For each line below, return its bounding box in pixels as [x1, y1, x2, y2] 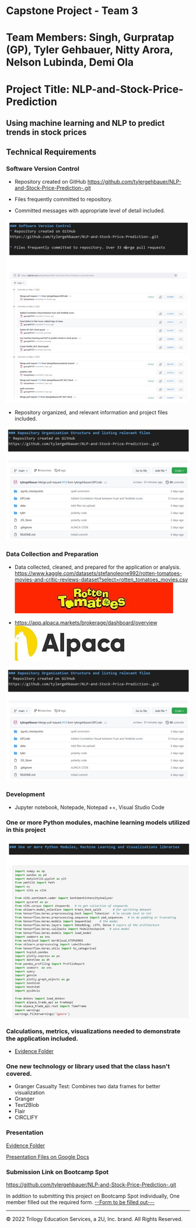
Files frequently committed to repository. [14, 195, 113, 202]
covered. [6, 1069, 32, 1078]
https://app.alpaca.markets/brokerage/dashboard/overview [14, 619, 157, 626]
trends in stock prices [6, 127, 87, 137]
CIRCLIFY [14, 1114, 38, 1121]
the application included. [6, 1034, 79, 1043]
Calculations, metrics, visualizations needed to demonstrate [6, 1027, 181, 1035]
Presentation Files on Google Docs [6, 1153, 89, 1160]
